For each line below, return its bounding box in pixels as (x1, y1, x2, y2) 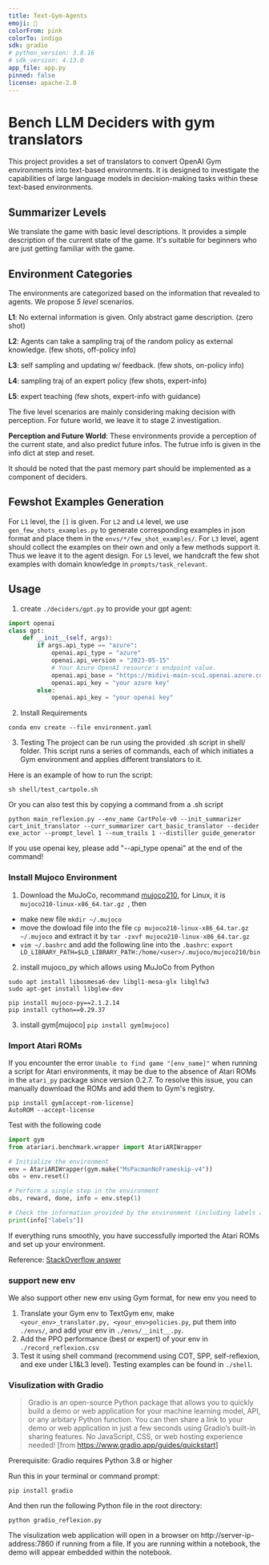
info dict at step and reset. (8, 448, 95, 458)
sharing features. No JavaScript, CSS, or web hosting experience (27, 1432, 243, 1442)
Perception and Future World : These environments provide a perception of (8, 431, 257, 441)
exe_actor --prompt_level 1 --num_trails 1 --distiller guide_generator (8, 829, 256, 837)
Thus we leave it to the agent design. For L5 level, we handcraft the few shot (8, 551, 259, 560)
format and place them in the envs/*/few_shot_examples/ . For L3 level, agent (8, 534, 259, 543)
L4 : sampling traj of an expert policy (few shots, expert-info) (8, 376, 207, 385)
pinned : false (8, 71, 56, 79)
